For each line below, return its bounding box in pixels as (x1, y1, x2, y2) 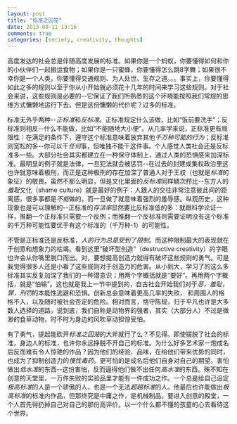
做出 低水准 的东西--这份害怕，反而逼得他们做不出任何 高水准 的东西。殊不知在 (7, 365, 229, 373)
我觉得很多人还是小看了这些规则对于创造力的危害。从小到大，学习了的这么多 (7, 262, 229, 271)
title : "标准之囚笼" (7, 17, 62, 24)
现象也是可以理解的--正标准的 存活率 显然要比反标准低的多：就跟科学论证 (7, 203, 217, 212)
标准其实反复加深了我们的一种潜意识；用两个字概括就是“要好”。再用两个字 (7, 271, 223, 280)
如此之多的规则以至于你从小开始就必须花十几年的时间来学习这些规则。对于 (7, 83, 223, 91)
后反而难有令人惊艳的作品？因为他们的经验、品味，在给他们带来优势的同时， (7, 347, 229, 356)
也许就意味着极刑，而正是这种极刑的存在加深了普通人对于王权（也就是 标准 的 (7, 168, 229, 176)
